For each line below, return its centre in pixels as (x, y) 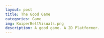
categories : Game (23, 19)
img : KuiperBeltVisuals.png (35, 23)
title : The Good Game (28, 14)
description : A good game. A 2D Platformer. (53, 28)
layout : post (19, 10)
